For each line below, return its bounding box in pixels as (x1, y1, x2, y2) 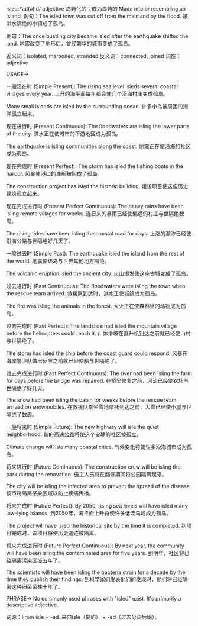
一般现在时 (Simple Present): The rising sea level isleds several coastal (6, 83, 178, 90)
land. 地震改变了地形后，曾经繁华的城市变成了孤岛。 (6, 40, 134, 47)
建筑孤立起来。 (6, 190, 43, 197)
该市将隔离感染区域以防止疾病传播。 (6, 490, 95, 496)
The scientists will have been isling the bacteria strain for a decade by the (6, 569, 186, 576)
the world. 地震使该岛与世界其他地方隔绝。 (6, 257, 110, 264)
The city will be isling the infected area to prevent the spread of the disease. (6, 483, 191, 489)
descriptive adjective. (6, 601, 59, 608)
